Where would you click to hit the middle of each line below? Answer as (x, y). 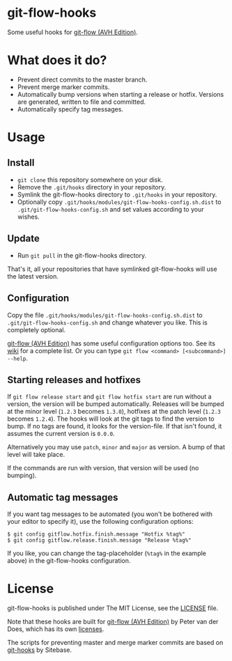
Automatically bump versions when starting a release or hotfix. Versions (121, 94)
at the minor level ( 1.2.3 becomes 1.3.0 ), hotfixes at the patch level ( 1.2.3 (114, 412)
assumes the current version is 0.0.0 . (61, 434)
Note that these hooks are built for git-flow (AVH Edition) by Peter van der (113, 622)
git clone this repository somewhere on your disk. (90, 180)
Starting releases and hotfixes (74, 380)
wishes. (28, 217)
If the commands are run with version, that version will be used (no (103, 468)
